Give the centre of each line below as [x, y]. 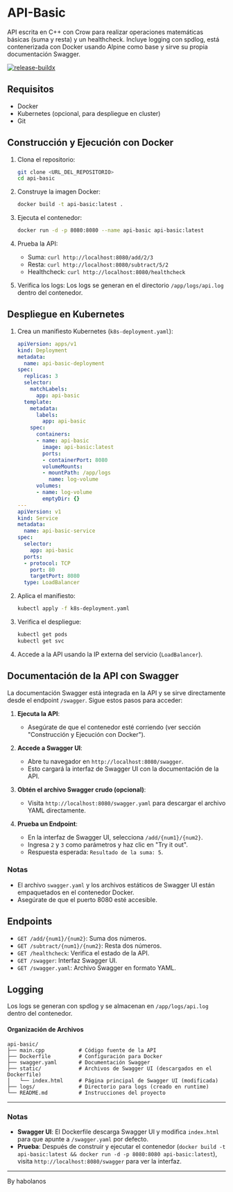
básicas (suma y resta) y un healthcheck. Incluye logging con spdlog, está [113, 39]
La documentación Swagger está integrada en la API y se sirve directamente [116, 692]
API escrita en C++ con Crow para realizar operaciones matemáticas [105, 32]
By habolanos [27, 1181]
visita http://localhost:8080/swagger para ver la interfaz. [99, 1161]
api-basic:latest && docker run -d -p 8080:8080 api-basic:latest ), [117, 1154]
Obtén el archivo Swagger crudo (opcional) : [81, 790]
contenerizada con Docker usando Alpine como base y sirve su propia [107, 46]
